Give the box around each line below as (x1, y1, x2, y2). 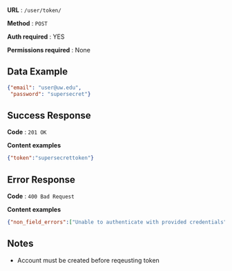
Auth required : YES (7, 32, 65, 41)
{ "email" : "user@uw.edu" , (7, 84, 81, 91)
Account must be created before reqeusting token (17, 256, 160, 264)
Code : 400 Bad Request (7, 192, 75, 201)
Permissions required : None (7, 46, 91, 54)
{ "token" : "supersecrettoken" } (7, 154, 95, 161)
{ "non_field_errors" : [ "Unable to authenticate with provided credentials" (7, 219, 227, 226)
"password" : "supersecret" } (10, 90, 91, 97)
